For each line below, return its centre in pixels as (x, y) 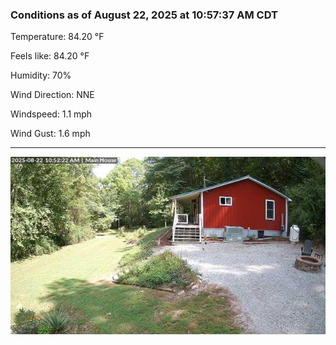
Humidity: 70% (41, 75)
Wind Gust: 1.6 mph (50, 134)
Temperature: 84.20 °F (57, 37)
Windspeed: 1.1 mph (51, 114)
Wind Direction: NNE (52, 95)
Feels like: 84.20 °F (50, 56)
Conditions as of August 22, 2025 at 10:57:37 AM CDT (144, 15)
